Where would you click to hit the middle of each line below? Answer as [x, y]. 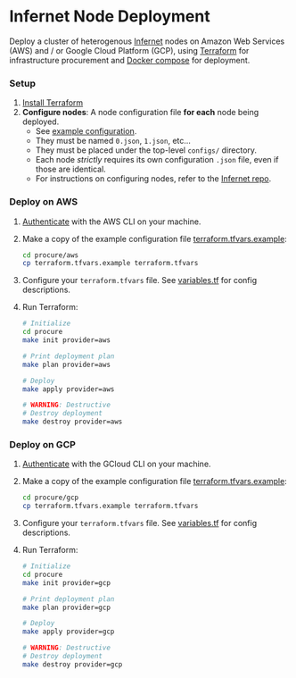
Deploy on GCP [42, 444]
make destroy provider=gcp [72, 664]
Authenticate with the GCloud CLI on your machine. [116, 464]
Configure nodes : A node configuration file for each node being [140, 113]
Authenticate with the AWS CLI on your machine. [111, 222]
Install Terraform [53, 103]
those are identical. [71, 169]
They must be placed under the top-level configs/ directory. [146, 150]
